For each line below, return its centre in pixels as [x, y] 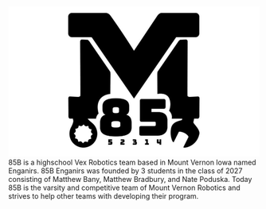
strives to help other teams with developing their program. [104, 196]
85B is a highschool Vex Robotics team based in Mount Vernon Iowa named [132, 163]
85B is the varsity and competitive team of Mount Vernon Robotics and [124, 188]
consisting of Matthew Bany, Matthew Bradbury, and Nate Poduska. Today [130, 180]
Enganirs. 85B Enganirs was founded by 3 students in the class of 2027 [125, 171]
